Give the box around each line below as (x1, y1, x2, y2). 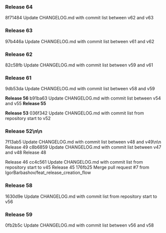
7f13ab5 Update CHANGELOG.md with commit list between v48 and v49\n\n (5, 139, 162, 145)
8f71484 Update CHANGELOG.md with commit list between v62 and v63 (5, 15, 154, 21)
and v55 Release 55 (5, 101, 46, 107)
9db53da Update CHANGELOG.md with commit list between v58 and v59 (5, 86, 155, 92)
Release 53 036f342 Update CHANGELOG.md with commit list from (5, 110, 144, 116)
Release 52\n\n (5, 128, 43, 135)
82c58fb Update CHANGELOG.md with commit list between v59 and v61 (5, 62, 154, 68)
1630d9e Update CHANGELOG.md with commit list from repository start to (5, 193, 158, 199)
